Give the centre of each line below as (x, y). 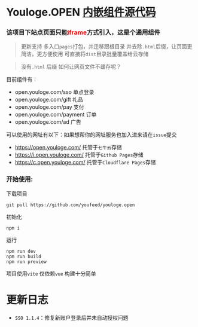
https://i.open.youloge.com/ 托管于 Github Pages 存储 (79, 155)
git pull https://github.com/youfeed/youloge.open (71, 205)
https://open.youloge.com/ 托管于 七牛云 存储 (68, 148)
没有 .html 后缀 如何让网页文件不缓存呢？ (71, 67)
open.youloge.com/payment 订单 (56, 115)
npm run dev (21, 251)
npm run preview (26, 262)
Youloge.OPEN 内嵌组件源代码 (81, 12)
